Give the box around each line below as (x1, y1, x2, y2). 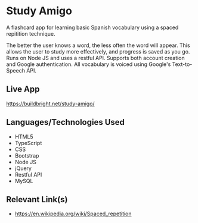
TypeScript (14, 139, 42, 146)
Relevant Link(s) (6, 194, 68, 205)
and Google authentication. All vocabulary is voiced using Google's (6, 61, 171, 68)
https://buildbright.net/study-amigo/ (6, 100, 95, 107)
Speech (6, 67, 26, 74)
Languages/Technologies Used (6, 117, 125, 127)
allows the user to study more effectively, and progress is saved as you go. (6, 48, 190, 55)
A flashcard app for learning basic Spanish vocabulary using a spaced (6, 24, 179, 31)
